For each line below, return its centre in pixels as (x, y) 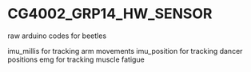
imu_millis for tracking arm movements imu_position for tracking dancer (125, 51)
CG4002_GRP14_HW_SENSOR (110, 14)
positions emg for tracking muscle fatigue (76, 59)
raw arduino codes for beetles (57, 36)
